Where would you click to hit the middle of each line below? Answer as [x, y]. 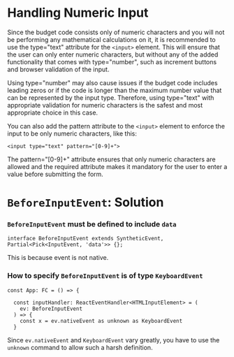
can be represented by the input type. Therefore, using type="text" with [111, 97]
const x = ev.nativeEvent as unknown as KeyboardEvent [101, 321]
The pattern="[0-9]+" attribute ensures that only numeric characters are [111, 159]
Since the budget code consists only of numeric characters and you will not [116, 32]
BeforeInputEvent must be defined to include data [92, 224]
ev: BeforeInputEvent [51, 309]
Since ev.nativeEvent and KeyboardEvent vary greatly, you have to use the [114, 340]
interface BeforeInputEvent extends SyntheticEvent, [86, 239]
